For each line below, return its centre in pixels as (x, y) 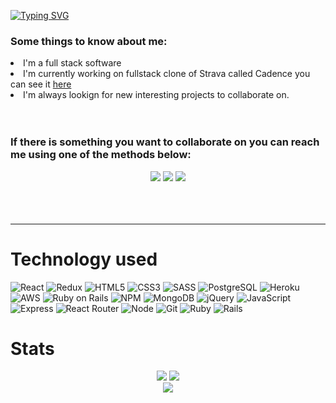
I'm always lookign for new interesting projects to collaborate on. (156, 95)
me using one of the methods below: (101, 155)
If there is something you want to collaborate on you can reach (165, 142)
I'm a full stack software (72, 63)
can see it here (41, 84)
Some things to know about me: (89, 41)
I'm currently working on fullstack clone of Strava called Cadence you (167, 74)
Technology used (84, 259)
